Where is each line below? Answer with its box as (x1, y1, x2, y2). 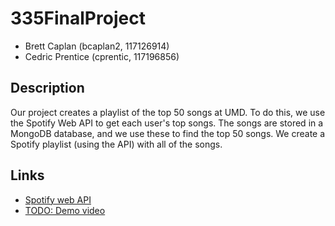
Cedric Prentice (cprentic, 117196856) (24, 50, 180, 62)
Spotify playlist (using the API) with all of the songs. (10, 138, 223, 150)
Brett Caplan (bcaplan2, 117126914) (24, 40, 170, 52)
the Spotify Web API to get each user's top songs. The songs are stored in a (10, 117, 324, 129)
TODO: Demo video (24, 204, 106, 216)
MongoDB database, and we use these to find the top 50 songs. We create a (10, 127, 326, 139)
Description (10, 80, 85, 97)
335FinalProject (10, 7, 146, 30)
